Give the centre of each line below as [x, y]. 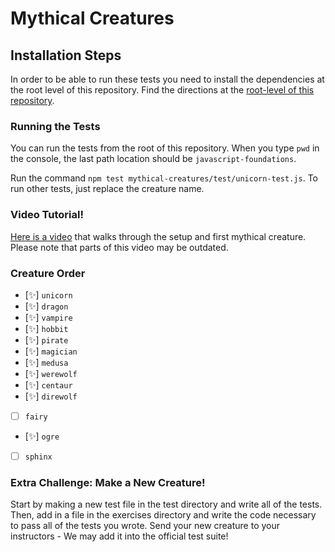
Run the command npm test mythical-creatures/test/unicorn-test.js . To [164, 178]
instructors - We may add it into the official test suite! [119, 536]
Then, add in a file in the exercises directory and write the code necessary [163, 515]
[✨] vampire [48, 317]
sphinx [38, 457]
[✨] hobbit [46, 328]
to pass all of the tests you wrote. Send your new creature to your [145, 526]
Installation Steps [66, 55]
